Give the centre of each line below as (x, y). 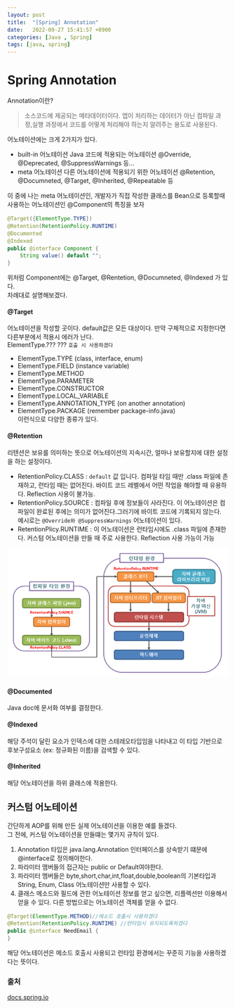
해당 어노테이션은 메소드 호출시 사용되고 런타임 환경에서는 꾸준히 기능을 (105, 953)
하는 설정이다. (33, 461)
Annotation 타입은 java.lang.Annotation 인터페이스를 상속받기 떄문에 (112, 849)
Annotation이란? (31, 101)
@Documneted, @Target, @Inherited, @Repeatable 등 (95, 181)
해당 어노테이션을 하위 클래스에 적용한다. (62, 783)
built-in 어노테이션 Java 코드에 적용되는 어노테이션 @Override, (104, 154)
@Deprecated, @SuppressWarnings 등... (76, 163)
